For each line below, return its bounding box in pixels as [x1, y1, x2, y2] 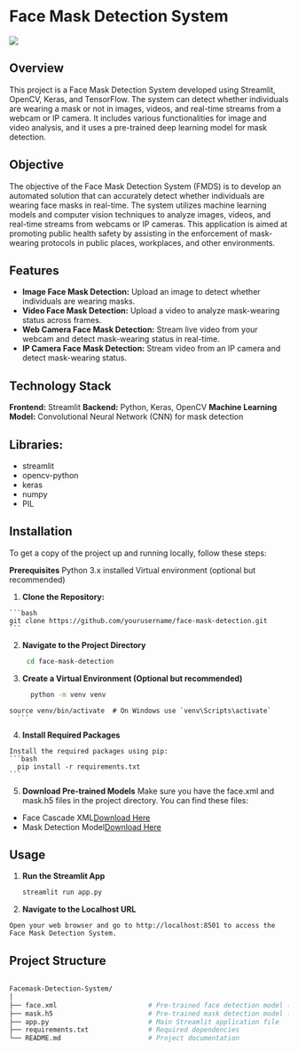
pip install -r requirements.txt [17, 762, 141, 771]
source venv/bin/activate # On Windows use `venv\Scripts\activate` [9, 706, 272, 715]
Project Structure [9, 952, 106, 968]
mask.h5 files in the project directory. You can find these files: [21, 794, 248, 805]
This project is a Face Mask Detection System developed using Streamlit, [9, 84, 277, 95]
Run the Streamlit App [21, 871, 106, 881]
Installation [9, 524, 73, 539]
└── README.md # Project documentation [9, 1034, 240, 1043]
